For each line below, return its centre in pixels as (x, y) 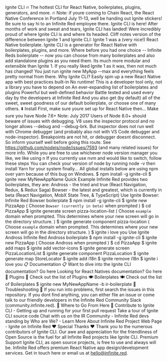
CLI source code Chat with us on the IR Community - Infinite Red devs (77, 316)
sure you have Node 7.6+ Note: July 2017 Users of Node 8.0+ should (76, 116)
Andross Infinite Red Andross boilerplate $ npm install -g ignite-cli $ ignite (81, 238)
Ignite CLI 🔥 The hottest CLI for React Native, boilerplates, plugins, (73, 7)
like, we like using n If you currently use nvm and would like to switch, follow (83, 158)
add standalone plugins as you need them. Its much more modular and (78, 61)
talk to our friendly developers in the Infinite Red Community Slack (73, 300)
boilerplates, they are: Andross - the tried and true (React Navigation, (76, 184)
